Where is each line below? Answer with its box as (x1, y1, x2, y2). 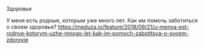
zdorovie (6, 36, 29, 43)
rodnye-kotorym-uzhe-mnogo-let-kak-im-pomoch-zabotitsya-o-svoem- (6, 30, 189, 37)
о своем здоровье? (6, 24, 57, 30)
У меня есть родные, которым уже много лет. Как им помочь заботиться (6, 17, 199, 24)
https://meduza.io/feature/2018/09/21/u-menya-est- (57, 24, 189, 30)
